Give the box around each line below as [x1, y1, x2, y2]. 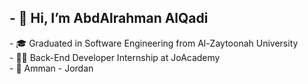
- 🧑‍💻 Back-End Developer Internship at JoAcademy [9, 51, 221, 63]
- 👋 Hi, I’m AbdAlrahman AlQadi [9, 10, 209, 27]
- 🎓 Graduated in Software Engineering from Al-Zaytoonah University [9, 37, 299, 49]
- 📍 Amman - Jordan [9, 62, 94, 74]
